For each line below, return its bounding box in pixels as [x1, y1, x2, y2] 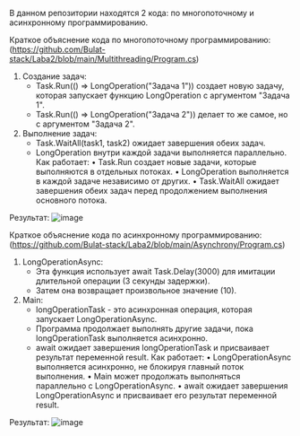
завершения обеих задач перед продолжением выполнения [35, 186, 268, 196]
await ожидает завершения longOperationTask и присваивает [35, 343, 270, 353]
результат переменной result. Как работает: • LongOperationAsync [35, 352, 292, 362]
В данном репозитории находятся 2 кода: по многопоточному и [9, 8, 254, 18]
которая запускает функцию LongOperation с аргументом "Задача [35, 90, 290, 100]
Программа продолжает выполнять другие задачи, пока [35, 323, 253, 334]
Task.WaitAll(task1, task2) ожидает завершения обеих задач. [35, 138, 266, 148]
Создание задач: [21, 71, 87, 82]
